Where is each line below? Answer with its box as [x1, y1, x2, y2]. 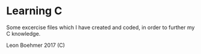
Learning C [6, 4, 63, 18]
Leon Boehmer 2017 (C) [6, 42, 65, 49]
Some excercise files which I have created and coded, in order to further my [6, 24, 195, 31]
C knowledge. [6, 30, 41, 37]
